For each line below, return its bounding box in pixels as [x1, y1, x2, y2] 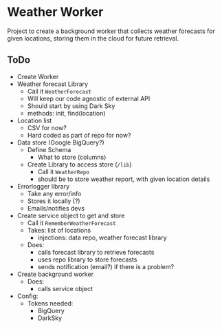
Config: [16, 292, 38, 300]
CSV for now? [27, 123, 67, 131]
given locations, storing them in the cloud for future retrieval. [7, 34, 179, 42]
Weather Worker [7, 4, 104, 20]
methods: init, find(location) [27, 109, 106, 117]
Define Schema [27, 145, 71, 153]
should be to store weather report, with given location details [37, 175, 210, 183]
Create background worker [16, 270, 94, 278]
